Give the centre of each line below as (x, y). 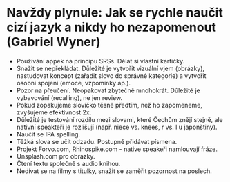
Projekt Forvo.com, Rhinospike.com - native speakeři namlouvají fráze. (117, 149)
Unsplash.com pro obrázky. (56, 156)
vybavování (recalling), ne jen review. (69, 97)
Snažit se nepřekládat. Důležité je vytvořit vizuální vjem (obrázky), (111, 68)
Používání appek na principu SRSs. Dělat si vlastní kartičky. (100, 61)
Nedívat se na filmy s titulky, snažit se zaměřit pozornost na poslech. (114, 171)
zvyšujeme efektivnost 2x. (54, 112)
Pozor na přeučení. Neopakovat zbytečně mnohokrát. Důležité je (108, 90)
